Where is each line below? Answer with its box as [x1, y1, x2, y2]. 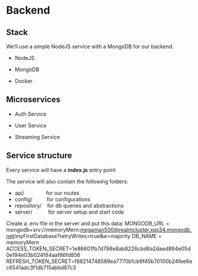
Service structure [6, 151, 73, 161]
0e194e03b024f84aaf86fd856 [6, 251, 81, 258]
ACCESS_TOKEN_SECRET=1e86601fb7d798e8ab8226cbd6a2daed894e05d [6, 245, 191, 252]
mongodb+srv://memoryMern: [6, 226, 81, 233]
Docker [14, 78, 33, 84]
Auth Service [14, 110, 47, 118]
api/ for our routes [14, 189, 80, 196]
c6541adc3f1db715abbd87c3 [6, 264, 76, 271]
